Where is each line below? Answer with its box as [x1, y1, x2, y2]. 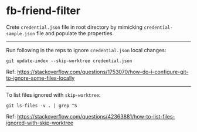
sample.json [6, 31, 35, 36]
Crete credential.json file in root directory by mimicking [6, 23, 142, 31]
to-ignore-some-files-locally [6, 75, 75, 82]
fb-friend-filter [6, 4, 81, 18]
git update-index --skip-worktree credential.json [6, 57, 133, 64]
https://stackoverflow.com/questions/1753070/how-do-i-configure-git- [17, 68, 189, 75]
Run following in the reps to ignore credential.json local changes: [6, 46, 167, 53]
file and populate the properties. [36, 29, 114, 36]
